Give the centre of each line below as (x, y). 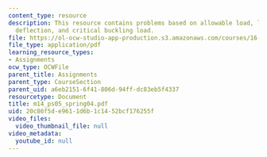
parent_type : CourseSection (55, 82)
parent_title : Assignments (53, 75)
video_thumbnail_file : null (62, 126)
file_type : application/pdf (55, 45)
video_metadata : (35, 133)
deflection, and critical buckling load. (85, 30)
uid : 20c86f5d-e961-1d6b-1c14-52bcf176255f (81, 112)
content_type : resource (48, 15)
